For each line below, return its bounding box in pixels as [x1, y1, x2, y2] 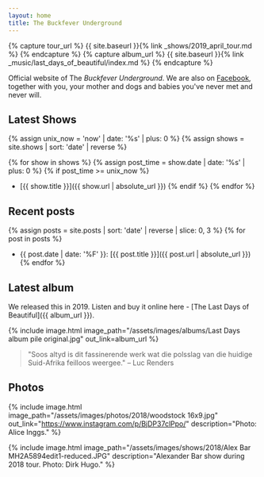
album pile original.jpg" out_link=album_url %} [8, 334, 159, 344]
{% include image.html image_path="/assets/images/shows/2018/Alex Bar [8, 442, 251, 452]
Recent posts [8, 204, 75, 218]
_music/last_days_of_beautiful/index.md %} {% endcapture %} [8, 57, 213, 67]
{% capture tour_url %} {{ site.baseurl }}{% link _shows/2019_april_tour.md [8, 40, 252, 50]
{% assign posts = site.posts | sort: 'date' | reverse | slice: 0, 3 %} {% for [8, 225, 246, 235]
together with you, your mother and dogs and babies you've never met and [8, 81, 254, 91]
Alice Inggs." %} [8, 427, 62, 437]
